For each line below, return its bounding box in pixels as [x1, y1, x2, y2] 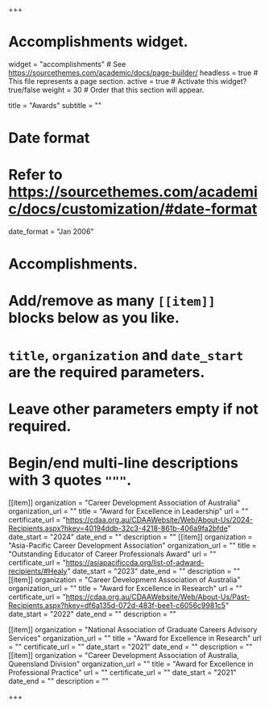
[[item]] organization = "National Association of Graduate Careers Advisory [8, 624, 258, 634]
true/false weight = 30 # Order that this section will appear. [8, 85, 205, 94]
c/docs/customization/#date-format [8, 200, 258, 219]
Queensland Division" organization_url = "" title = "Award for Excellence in [8, 659, 254, 668]
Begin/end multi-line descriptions [8, 454, 239, 472]
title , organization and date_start [8, 346, 244, 364]
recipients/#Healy [8, 566, 68, 576]
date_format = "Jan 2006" [8, 227, 94, 236]
